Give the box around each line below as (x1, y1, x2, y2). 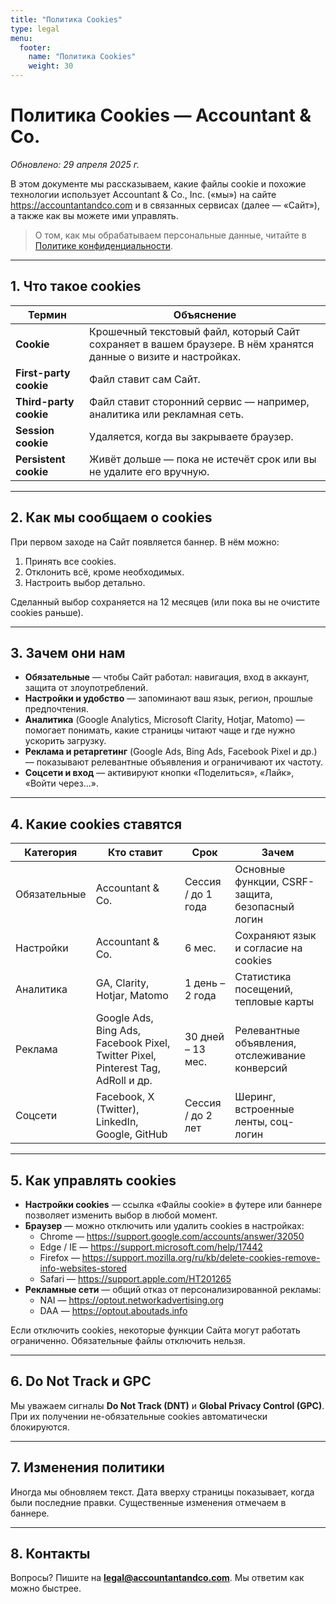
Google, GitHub (95, 1127, 168, 1141)
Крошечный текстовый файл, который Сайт (89, 324, 301, 338)
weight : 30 (28, 61, 74, 71)
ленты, (234, 1115, 268, 1129)
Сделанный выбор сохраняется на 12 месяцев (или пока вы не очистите (10, 596, 320, 608)
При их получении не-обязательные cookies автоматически (10, 1410, 268, 1422)
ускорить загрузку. (24, 735, 107, 747)
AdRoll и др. (95, 1074, 153, 1088)
